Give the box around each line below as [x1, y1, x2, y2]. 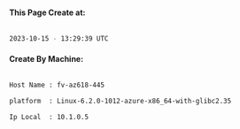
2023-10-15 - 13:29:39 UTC [9, 34, 109, 43]
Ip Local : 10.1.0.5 [9, 113, 89, 122]
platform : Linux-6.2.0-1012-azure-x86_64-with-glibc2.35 [9, 97, 232, 106]
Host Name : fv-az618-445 [9, 80, 105, 90]
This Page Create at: [9, 7, 86, 18]
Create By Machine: [9, 53, 84, 64]
